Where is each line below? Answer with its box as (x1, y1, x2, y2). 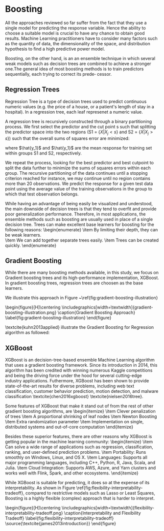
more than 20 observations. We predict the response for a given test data (5, 181, 153, 187)
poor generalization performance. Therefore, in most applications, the (5, 211, 146, 217)
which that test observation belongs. (5, 191, 79, 197)
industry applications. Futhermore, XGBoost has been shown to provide (5, 378, 149, 384)
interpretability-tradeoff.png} (5, 510, 63, 516)
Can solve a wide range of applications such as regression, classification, (5, 444, 153, 450)
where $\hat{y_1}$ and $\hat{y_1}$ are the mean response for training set (5, 145, 152, 151)
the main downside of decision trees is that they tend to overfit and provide (5, 206, 157, 212)
